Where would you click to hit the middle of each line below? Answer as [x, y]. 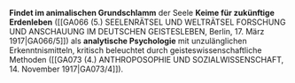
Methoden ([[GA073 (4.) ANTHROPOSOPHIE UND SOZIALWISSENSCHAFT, [147, 60]
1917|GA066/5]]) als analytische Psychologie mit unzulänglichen [128, 41]
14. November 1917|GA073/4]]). [66, 69]
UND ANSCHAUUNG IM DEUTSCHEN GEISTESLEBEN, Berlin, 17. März [137, 31]
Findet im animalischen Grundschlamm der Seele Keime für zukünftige [142, 13]
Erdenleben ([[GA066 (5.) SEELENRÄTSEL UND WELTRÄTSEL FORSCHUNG [147, 22]
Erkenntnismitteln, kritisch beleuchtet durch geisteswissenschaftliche [136, 50]
